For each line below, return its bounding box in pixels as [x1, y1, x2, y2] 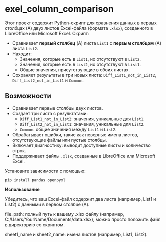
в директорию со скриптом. [5, 221, 65, 228]
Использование [5, 186, 40, 192]
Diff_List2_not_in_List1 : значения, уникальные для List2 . [19, 121, 145, 127]
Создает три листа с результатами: [12, 110, 88, 116]
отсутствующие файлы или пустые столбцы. [12, 137, 107, 143]
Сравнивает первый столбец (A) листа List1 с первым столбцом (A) [12, 40, 161, 46]
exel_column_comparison [5, 3, 114, 15]
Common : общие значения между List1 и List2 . [19, 126, 117, 132]
